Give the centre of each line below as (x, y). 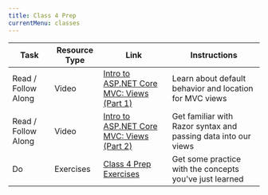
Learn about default (209, 78)
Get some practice (207, 158)
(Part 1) (118, 103)
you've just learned (208, 178)
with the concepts (205, 169)
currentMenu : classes (44, 23)
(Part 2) (118, 146)
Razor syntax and (205, 126)
